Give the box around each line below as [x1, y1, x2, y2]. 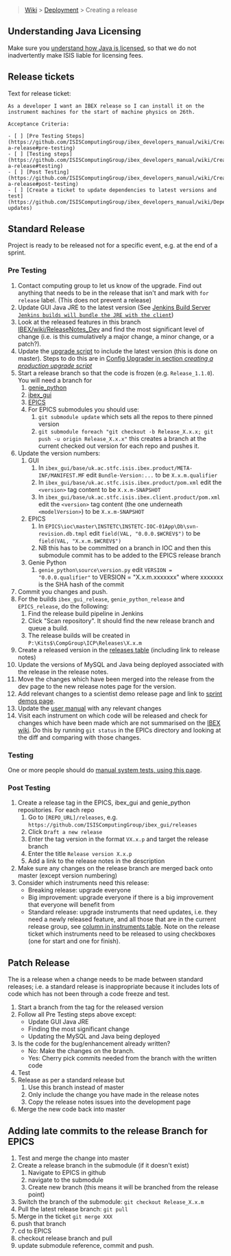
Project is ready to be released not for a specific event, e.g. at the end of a [8, 241, 218, 250]
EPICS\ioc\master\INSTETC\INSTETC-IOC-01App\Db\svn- [45, 523, 199, 530]
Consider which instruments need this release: [17, 879, 149, 887]
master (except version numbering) [17, 871, 118, 880]
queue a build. [27, 624, 69, 632]
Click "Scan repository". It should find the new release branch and [27, 617, 215, 625]
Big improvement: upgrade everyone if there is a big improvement [27, 893, 214, 901]
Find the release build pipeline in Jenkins [27, 609, 143, 617]
